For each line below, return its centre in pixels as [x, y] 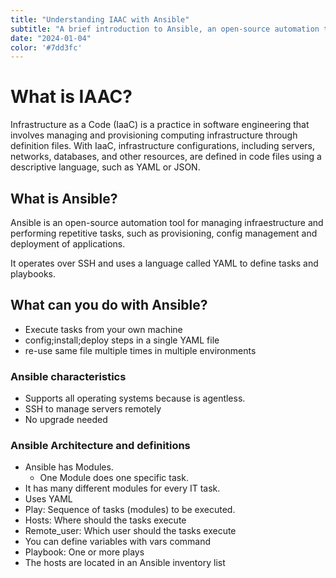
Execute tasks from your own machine [103, 329]
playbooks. [33, 274]
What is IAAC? [71, 97]
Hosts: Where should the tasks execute [105, 520]
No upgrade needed [66, 420]
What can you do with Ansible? [109, 305]
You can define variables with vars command [118, 542]
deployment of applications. [68, 244]
